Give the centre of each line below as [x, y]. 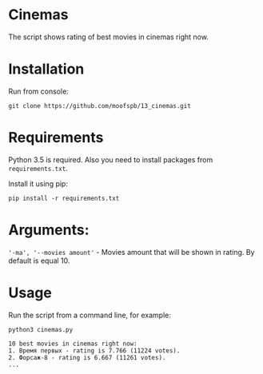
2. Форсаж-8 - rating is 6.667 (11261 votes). [87, 357]
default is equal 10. [39, 261]
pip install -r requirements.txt [64, 198]
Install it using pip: [38, 183]
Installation [46, 69]
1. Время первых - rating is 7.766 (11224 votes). [94, 350]
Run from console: [39, 91]
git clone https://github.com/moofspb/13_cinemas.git [100, 105]
